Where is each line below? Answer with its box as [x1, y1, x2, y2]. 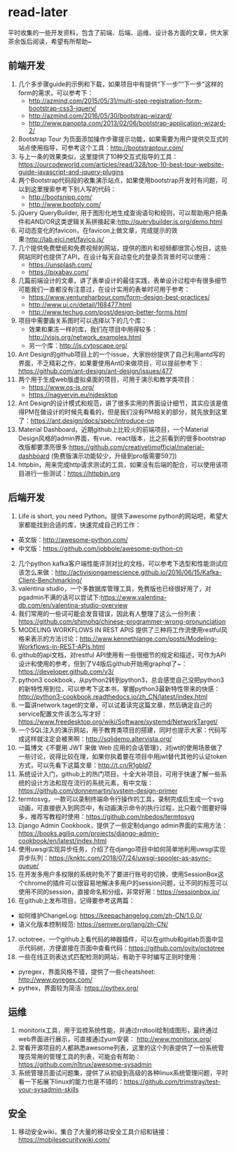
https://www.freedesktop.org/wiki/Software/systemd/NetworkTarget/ [18, 717, 218, 726]
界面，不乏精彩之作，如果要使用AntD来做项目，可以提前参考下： [18, 359, 205, 367]
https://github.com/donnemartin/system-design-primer [18, 786, 178, 795]
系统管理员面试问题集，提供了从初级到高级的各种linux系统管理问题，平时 [18, 1069, 228, 1077]
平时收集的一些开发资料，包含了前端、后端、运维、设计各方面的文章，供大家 [8, 28, 229, 37]
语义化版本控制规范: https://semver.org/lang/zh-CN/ [18, 920, 169, 928]
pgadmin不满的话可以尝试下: [18, 593, 101, 601]
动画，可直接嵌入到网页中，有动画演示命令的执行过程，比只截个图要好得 [18, 803, 227, 812]
